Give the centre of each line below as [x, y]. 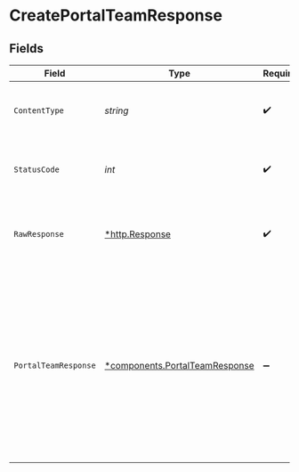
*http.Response [138, 234]
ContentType [39, 111]
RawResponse [39, 234]
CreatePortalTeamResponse [116, 16]
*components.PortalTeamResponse [180, 366]
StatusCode [36, 170]
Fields [27, 49]
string [117, 110]
